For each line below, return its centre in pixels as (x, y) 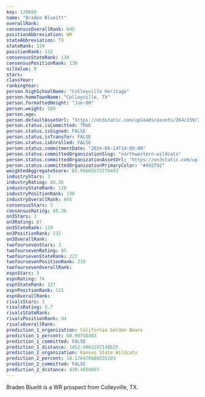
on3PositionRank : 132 (34, 233)
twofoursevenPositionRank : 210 (46, 262)
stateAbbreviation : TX (35, 40)
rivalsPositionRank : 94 (37, 319)
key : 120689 (21, 12)
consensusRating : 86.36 (37, 211)
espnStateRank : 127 (31, 285)
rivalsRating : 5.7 (30, 307)
